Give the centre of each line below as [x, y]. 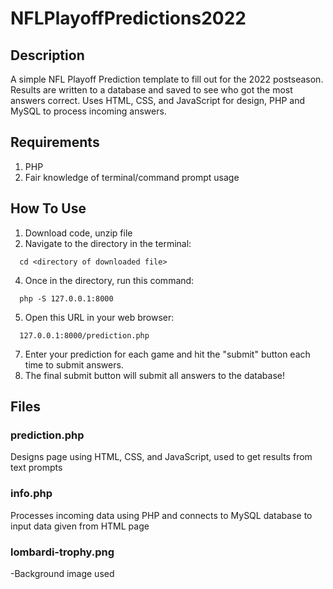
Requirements [55, 142]
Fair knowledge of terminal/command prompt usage [132, 177]
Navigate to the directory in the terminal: [108, 243]
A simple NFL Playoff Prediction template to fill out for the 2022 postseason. [167, 79]
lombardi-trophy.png [62, 552]
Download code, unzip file [78, 233]
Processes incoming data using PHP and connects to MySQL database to [161, 515]
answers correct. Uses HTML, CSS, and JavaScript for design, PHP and [158, 100]
